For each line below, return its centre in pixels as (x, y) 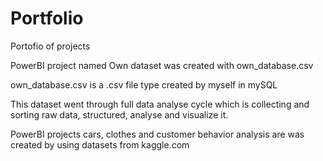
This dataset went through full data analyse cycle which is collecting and (160, 104)
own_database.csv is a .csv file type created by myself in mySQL (144, 84)
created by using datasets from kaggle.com (100, 144)
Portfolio (47, 18)
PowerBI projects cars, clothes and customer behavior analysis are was (157, 134)
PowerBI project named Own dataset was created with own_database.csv (162, 65)
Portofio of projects (50, 46)
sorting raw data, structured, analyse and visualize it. (119, 114)
